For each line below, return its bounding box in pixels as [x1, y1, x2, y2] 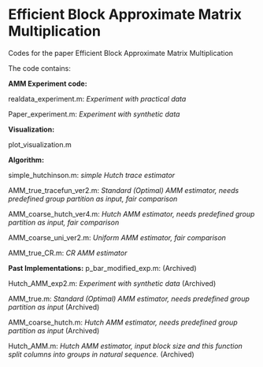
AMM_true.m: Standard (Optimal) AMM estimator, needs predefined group [8, 294, 250, 303]
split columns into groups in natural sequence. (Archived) [8, 349, 194, 359]
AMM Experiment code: [8, 79, 88, 88]
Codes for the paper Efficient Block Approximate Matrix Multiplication [8, 48, 234, 57]
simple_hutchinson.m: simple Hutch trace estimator [8, 170, 176, 180]
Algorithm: [8, 155, 45, 165]
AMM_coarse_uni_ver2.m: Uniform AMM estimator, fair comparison [8, 232, 227, 242]
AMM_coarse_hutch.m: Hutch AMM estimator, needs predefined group [8, 317, 238, 327]
